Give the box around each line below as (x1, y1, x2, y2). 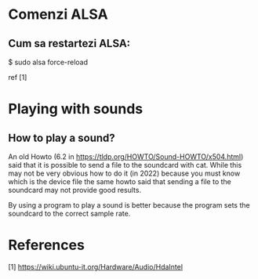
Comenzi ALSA (8, 5, 108, 24)
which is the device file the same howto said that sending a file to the (8, 177, 231, 186)
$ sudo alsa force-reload (8, 57, 89, 67)
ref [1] (8, 73, 27, 82)
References (8, 237, 85, 254)
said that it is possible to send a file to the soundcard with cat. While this (8, 161, 242, 169)
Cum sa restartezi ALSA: (8, 37, 131, 50)
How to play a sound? (8, 131, 115, 144)
